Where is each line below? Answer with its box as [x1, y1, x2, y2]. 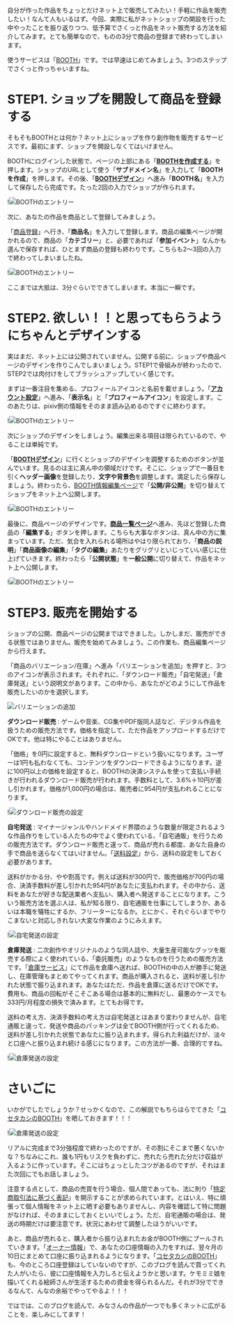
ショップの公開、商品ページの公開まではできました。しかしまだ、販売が [7, 629, 214, 637]
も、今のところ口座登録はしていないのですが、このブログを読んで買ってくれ [7, 1260, 226, 1269]
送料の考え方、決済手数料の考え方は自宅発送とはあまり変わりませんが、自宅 [7, 1013, 227, 1021]
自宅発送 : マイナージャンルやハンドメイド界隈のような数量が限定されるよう [7, 822, 226, 831]
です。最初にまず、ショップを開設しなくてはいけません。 [13, 142, 177, 150]
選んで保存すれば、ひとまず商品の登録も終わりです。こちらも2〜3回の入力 [7, 245, 221, 253]
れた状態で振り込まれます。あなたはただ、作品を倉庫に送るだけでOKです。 [7, 980, 222, 989]
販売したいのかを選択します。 [7, 688, 93, 696]
